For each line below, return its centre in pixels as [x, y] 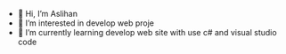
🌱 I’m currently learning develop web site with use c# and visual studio [147, 32]
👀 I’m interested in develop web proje [86, 23]
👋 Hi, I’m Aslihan [48, 14]
